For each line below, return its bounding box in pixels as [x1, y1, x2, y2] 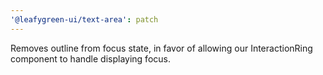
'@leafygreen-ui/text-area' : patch [10, 14, 159, 25]
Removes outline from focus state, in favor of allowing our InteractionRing [10, 42, 313, 54]
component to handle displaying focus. [10, 52, 171, 65]
